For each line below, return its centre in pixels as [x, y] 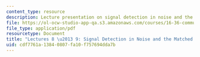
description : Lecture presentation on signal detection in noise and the [100, 17]
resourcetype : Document [36, 34]
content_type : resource [36, 12]
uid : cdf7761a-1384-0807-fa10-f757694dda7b [61, 45]
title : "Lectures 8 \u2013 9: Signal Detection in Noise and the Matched [100, 39]
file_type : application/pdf [41, 28]
